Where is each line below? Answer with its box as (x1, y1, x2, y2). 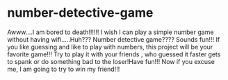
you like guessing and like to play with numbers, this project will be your (7, 42, 213, 51)
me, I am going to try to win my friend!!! (7, 65, 120, 73)
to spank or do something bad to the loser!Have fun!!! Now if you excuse (7, 57, 215, 65)
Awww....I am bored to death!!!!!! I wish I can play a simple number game (7, 28, 214, 36)
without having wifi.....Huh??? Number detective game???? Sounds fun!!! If (7, 35, 220, 43)
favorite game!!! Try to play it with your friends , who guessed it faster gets (7, 50, 221, 58)
